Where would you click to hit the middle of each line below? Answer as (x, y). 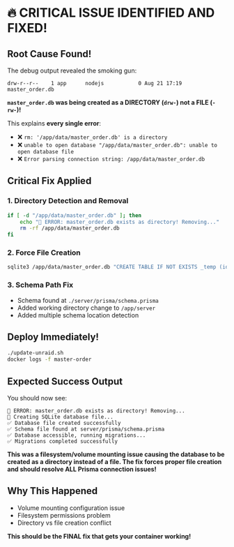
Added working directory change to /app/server (86, 308)
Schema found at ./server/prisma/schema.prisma (88, 300)
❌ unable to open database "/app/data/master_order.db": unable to (117, 145)
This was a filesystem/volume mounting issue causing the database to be (116, 454)
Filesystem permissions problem (64, 515)
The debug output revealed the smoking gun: (72, 70)
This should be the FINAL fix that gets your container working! (99, 536)
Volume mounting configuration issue (71, 508)
